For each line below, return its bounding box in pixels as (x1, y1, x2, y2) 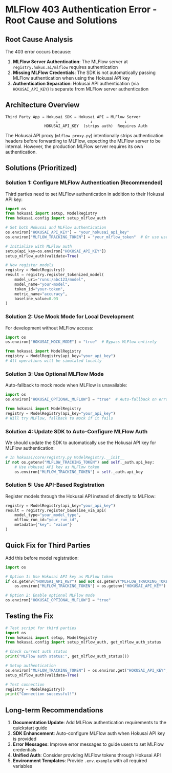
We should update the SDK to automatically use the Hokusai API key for (5, 439, 157, 446)
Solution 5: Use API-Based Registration (5, 482, 105, 489)
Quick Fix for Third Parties (5, 541, 91, 550)
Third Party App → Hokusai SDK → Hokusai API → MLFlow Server (5, 114, 141, 119)
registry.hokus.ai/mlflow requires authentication (12, 64, 118, 70)
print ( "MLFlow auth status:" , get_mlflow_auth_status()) (5, 654, 130, 659)
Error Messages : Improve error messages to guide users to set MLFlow (12, 741, 164, 747)
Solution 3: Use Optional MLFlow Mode (5, 370, 104, 377)
